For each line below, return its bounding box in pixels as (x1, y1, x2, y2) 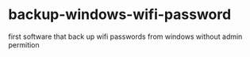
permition (8, 40, 40, 49)
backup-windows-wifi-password (8, 6, 232, 24)
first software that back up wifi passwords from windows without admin (8, 32, 243, 41)
